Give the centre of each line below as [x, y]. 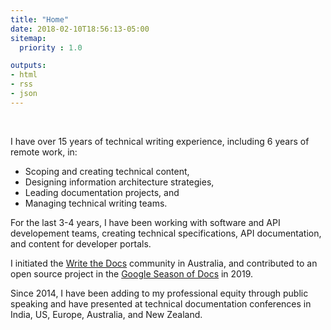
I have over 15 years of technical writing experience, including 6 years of [160, 141]
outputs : [28, 66]
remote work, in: [44, 152]
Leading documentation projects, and [102, 192]
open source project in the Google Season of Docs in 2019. [131, 273]
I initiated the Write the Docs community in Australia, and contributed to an [164, 263]
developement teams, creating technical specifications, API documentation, [166, 233]
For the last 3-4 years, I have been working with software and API [145, 222]
